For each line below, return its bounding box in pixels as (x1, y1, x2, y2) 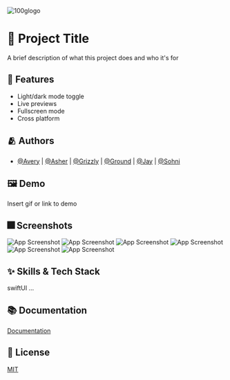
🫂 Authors (7, 135, 55, 147)
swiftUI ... (7, 284, 35, 292)
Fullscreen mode (17, 107, 66, 115)
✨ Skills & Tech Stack (7, 265, 100, 277)
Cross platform (17, 114, 60, 123)
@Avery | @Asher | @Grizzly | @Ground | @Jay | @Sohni (17, 156, 181, 165)
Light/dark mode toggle (17, 92, 85, 100)
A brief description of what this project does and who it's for (7, 53, 179, 62)
